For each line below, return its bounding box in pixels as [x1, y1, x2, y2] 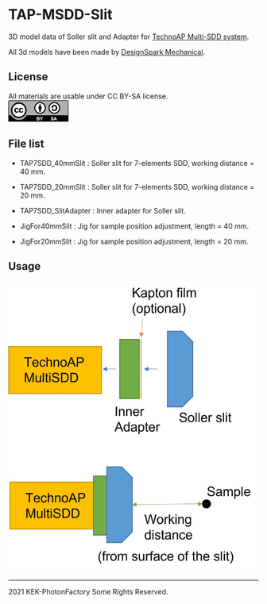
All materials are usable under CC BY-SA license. [8, 91, 168, 101]
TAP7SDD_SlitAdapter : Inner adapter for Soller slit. [19, 206, 187, 215]
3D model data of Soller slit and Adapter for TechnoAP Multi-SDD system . [8, 32, 250, 41]
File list [8, 137, 45, 151]
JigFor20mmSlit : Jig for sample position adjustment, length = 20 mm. [19, 237, 249, 246]
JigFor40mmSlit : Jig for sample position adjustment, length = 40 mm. [19, 221, 250, 231]
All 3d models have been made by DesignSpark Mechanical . [8, 47, 205, 56]
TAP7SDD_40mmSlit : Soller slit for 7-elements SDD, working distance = [19, 158, 255, 167]
